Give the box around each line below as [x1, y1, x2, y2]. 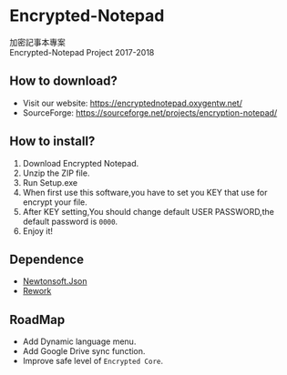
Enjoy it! [22, 225, 53, 237]
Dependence [9, 251, 85, 267]
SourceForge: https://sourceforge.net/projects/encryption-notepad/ [22, 106, 278, 118]
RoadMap [9, 311, 66, 328]
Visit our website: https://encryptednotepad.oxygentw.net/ [22, 97, 243, 108]
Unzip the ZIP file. [22, 167, 90, 178]
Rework [22, 286, 52, 297]
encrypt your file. [22, 197, 88, 208]
